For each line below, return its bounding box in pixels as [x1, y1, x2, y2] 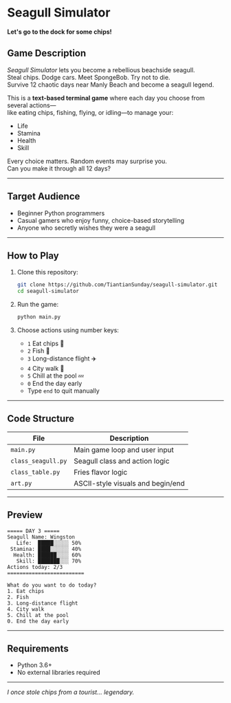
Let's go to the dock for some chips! [7, 28, 112, 36]
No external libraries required [16, 669, 100, 677]
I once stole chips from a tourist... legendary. [7, 688, 135, 696]
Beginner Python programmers [16, 208, 105, 217]
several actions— [7, 101, 56, 109]
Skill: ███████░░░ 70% [16, 557, 81, 565]
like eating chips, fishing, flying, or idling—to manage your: [7, 108, 174, 116]
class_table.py [10, 468, 60, 476]
